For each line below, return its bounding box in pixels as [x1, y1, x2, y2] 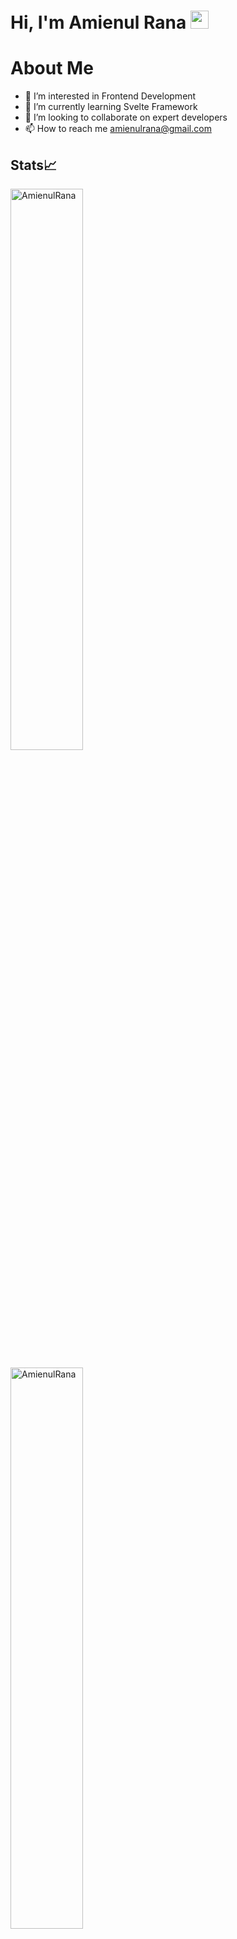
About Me [10, 57, 94, 80]
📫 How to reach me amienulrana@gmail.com [24, 123, 212, 135]
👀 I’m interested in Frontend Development [24, 90, 197, 102]
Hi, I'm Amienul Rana [10, 11, 187, 34]
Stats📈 [10, 156, 58, 174]
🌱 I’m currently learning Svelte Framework [24, 101, 198, 113]
